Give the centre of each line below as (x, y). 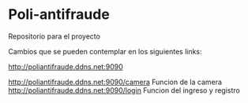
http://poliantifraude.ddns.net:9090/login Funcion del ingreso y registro (124, 90)
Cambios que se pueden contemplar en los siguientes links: (105, 51)
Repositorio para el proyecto (54, 36)
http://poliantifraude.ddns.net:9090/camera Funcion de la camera (115, 82)
